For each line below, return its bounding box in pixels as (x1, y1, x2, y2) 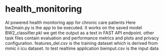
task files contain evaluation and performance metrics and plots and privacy (5, 35, 159, 41)
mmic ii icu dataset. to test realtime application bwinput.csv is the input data (5, 45, 159, 51)
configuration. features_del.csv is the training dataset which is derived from (5, 40, 158, 46)
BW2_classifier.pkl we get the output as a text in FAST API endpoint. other (5, 30, 155, 36)
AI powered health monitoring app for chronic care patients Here (5, 19, 136, 25)
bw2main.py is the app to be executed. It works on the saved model (5, 24, 142, 30)
